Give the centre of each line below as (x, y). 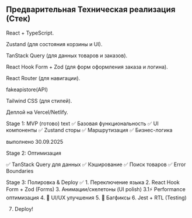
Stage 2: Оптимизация (34, 153)
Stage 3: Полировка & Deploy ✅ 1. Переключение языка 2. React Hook (93, 182)
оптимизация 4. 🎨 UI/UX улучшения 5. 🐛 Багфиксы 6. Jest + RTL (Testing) (96, 198)
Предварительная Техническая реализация (91, 10)
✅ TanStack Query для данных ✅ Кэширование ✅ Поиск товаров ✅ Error (96, 164)
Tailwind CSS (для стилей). (39, 101)
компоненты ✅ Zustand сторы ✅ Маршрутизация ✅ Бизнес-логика (89, 130)
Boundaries (20, 171)
